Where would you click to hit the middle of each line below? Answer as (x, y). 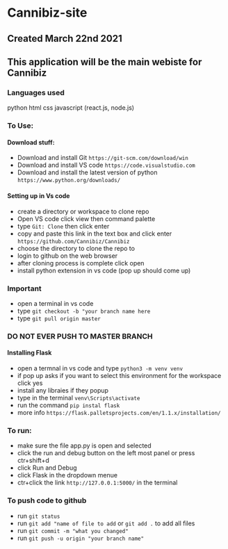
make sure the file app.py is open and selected (84, 445)
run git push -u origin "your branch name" (81, 538)
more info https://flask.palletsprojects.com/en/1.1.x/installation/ (119, 413)
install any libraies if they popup (63, 391)
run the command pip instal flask (68, 405)
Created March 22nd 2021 (65, 39)
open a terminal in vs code (55, 303)
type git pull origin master (59, 318)
